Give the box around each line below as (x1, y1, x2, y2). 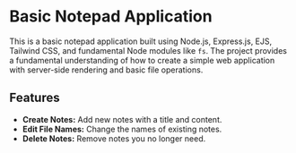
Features (9, 90, 60, 106)
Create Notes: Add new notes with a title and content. (22, 114, 222, 124)
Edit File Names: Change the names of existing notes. (22, 123, 222, 134)
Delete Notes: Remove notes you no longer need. (22, 132, 206, 144)
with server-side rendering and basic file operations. (9, 64, 204, 75)
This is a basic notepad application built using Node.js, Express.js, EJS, (9, 36, 273, 47)
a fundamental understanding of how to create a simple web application (9, 55, 275, 65)
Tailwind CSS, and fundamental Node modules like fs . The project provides (9, 45, 287, 55)
